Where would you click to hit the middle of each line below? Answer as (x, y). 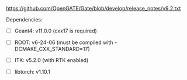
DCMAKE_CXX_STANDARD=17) (52, 49)
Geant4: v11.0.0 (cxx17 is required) (56, 31)
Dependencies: (24, 19)
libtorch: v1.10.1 (32, 72)
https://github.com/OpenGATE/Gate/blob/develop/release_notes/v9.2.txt (93, 8)
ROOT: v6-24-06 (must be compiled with (64, 42)
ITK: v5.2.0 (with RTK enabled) (51, 60)
